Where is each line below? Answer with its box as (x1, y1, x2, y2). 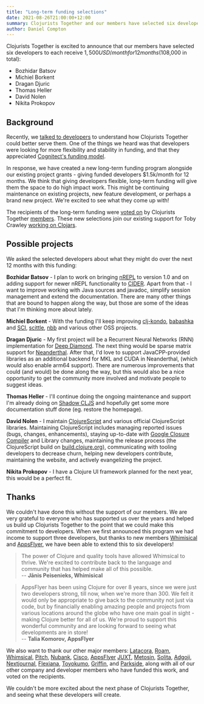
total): (6, 55, 21, 63)
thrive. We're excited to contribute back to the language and (21, 559, 172, 566)
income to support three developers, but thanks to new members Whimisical (6, 534, 197, 541)
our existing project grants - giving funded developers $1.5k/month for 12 (6, 171, 189, 178)
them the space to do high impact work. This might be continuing (6, 184, 170, 192)
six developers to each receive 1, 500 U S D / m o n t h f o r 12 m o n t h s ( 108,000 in (6, 49, 187, 57)
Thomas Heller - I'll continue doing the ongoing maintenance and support (6, 393, 191, 400)
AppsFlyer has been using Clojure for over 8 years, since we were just (21, 583, 197, 590)
